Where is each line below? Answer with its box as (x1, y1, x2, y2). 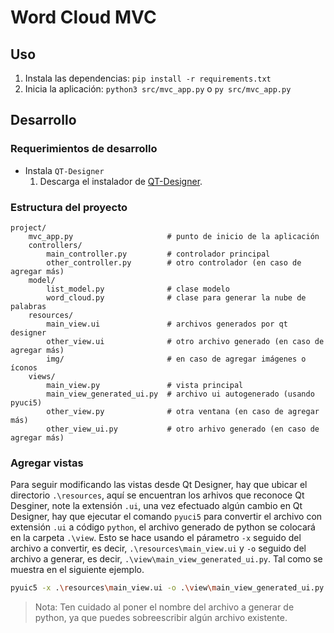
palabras (10, 301, 47, 311)
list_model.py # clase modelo (46, 284, 230, 294)
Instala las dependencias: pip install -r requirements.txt (24, 72, 272, 84)
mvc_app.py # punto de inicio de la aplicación (28, 231, 320, 241)
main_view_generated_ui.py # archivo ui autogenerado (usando (46, 389, 315, 399)
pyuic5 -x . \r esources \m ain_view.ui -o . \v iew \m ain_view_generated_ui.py (10, 583, 325, 593)
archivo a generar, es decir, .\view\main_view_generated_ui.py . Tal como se (10, 553, 323, 565)
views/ (28, 371, 56, 381)
